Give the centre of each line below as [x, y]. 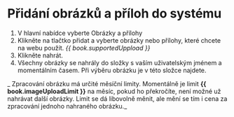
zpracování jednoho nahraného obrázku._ [67, 106]
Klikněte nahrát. [40, 55]
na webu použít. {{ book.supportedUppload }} [84, 48]
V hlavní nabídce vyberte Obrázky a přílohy [80, 33]
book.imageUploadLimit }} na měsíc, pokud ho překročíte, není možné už [114, 91]
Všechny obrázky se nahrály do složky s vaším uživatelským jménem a [119, 62]
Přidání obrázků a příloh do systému [115, 14]
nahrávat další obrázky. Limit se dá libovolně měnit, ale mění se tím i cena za [117, 98]
